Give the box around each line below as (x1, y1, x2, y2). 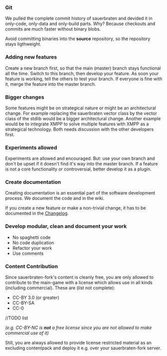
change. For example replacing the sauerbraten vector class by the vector (5, 110, 157, 116)
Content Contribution (5, 263, 58, 270)
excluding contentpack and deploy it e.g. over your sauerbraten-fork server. (5, 345, 162, 351)
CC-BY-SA (12, 300, 35, 306)
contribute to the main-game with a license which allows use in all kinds (5, 280, 153, 286)
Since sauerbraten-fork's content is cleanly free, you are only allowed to (5, 274, 154, 280)
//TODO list (5, 315, 28, 321)
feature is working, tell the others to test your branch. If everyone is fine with (5, 76, 163, 82)
